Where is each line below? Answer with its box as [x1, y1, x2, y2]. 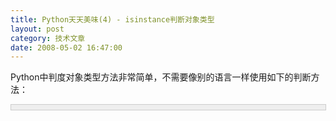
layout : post [10, 24, 65, 34]
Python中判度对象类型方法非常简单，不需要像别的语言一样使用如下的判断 [10, 71, 312, 83]
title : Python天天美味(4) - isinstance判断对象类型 [10, 14, 215, 25]
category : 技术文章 [10, 33, 86, 43]
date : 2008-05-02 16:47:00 [10, 42, 123, 53]
